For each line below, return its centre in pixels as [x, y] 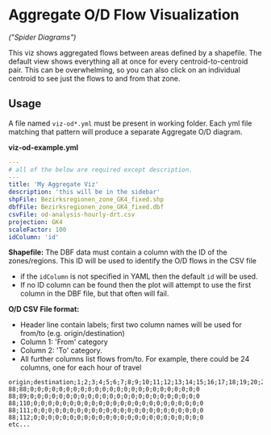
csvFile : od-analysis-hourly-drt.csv [72, 214]
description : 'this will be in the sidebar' [84, 192]
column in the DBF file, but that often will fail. [94, 294]
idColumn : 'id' [34, 237]
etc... [19, 425]
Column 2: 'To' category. [61, 350]
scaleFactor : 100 [38, 230]
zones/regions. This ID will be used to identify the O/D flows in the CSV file [132, 261]
